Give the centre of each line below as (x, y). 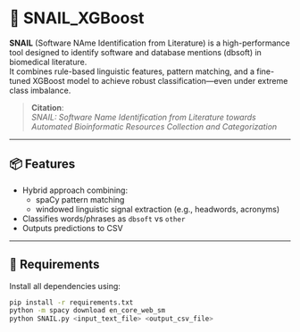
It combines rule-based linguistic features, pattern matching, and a (132, 71)
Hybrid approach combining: (75, 190)
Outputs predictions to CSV (72, 228)
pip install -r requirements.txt (71, 303)
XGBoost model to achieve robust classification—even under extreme (160, 80)
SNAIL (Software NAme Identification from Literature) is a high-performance (150, 43)
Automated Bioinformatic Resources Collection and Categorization (154, 126)
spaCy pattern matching (80, 199)
